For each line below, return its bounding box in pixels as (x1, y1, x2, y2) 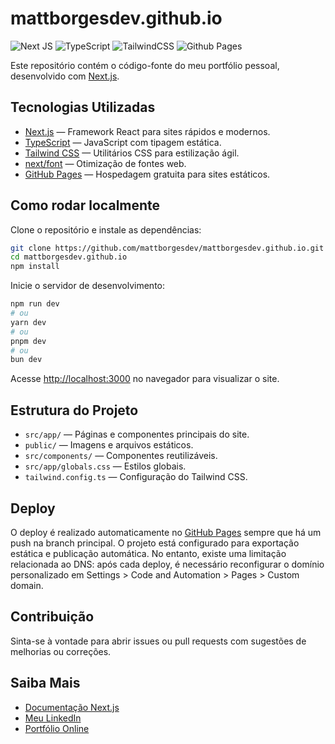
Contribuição (10, 608, 95, 626)
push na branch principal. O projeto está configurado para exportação (10, 537, 300, 549)
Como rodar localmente (10, 197, 161, 214)
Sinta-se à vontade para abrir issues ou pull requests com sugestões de (10, 635, 307, 647)
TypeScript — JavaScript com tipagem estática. (24, 136, 222, 148)
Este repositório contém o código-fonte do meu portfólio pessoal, (10, 59, 280, 71)
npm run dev (10, 299, 60, 309)
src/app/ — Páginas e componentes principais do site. (24, 428, 250, 441)
